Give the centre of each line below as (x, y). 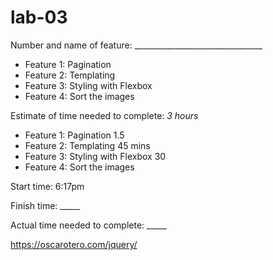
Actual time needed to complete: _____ (88, 225)
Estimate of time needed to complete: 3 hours (104, 115)
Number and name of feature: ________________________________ (136, 45)
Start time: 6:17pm (47, 186)
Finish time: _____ (45, 205)
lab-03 (39, 17)
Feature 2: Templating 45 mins (87, 145)
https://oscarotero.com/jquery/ (74, 244)
